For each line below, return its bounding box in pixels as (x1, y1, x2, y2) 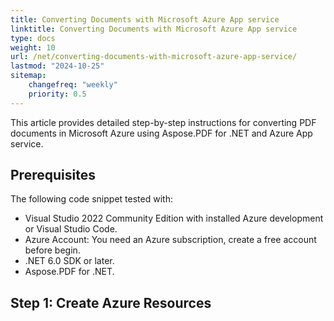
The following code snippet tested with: (10, 193, 173, 205)
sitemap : (10, 71, 47, 81)
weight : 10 (10, 42, 56, 53)
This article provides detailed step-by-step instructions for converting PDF (10, 116, 317, 128)
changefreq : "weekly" (28, 80, 118, 90)
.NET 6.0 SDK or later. (24, 255, 115, 267)
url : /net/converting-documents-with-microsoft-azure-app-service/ (10, 52, 298, 62)
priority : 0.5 (28, 89, 87, 99)
